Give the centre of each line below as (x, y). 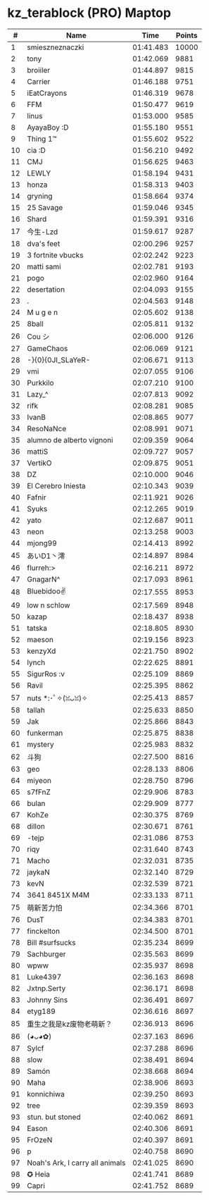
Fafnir (37, 497)
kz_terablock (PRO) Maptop (89, 13)
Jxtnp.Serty (46, 988)
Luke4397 (44, 977)
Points (187, 35)
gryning (40, 196)
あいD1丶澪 (46, 556)
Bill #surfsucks (51, 942)
